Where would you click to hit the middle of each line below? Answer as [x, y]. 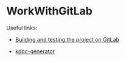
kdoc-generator [35, 51]
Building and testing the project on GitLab [67, 39]
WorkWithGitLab [49, 11]
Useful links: [22, 28]
